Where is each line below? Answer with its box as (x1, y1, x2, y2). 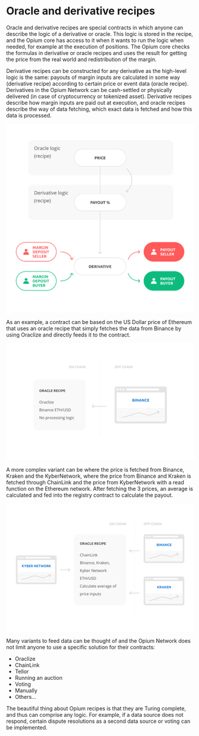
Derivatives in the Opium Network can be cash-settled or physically (6, 86, 173, 93)
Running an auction (14, 674, 63, 681)
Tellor (14, 668, 29, 675)
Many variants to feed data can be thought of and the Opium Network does (6, 637, 191, 644)
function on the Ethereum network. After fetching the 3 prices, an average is (6, 485, 194, 492)
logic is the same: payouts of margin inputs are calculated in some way (6, 74, 181, 81)
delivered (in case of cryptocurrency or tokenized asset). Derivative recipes (6, 93, 192, 100)
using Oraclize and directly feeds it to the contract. (6, 331, 131, 338)
